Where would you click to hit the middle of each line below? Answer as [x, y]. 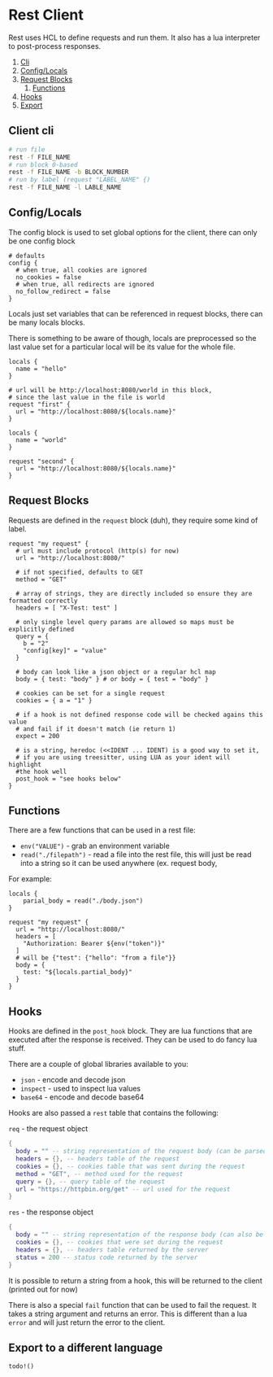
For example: [30, 879]
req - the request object [48, 1129]
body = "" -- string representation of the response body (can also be [140, 1235]
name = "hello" [41, 369]
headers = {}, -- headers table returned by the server [112, 1250]
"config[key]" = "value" [65, 650]
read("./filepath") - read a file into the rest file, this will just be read [136, 855]
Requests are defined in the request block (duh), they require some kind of [133, 520]
